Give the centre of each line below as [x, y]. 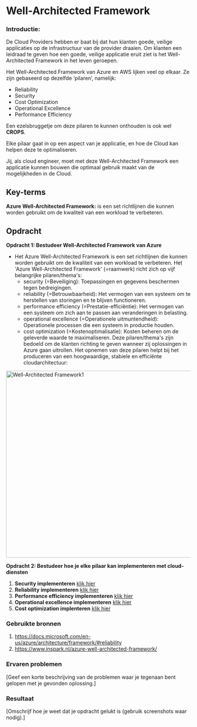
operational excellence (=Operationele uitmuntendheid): [91, 319]
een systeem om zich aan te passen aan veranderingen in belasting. [106, 313]
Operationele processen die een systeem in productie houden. [99, 325]
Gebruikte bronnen [34, 624]
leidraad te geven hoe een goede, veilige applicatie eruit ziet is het [86, 55]
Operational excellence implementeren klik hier [73, 603]
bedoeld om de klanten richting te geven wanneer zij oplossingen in [105, 344]
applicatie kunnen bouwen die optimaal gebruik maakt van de [80, 167]
